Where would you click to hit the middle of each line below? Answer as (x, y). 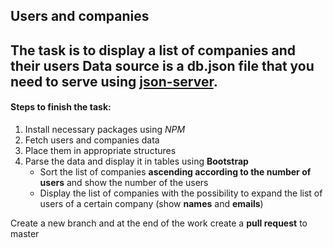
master (25, 233)
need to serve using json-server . (114, 81)
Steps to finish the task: (61, 107)
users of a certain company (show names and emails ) (151, 203)
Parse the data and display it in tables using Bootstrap (136, 161)
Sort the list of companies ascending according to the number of (175, 171)
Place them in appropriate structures (100, 150)
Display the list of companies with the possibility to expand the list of (181, 193)
